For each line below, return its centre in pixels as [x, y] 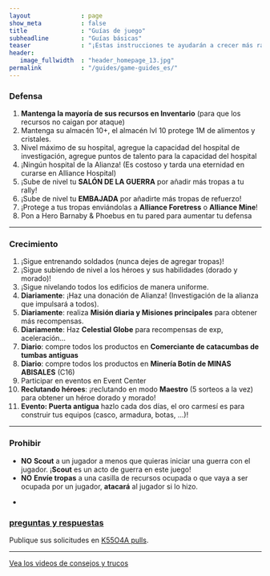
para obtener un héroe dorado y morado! [88, 398]
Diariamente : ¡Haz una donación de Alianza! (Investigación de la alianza [139, 296]
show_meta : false [58, 23]
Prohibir [25, 444]
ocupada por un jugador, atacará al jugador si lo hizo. [109, 486]
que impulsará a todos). [60, 304]
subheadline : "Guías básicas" [76, 38]
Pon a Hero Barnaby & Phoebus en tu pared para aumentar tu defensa [136, 216]
